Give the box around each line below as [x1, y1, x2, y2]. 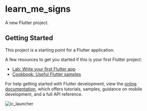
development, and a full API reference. [5, 91, 83, 97]
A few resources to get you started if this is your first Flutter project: [5, 56, 142, 62]
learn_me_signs [5, 3, 71, 15]
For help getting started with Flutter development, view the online [5, 81, 137, 86]
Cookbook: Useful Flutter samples [12, 71, 81, 77]
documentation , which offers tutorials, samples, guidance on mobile [5, 86, 142, 92]
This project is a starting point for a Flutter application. [5, 47, 115, 53]
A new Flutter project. [5, 20, 49, 26]
